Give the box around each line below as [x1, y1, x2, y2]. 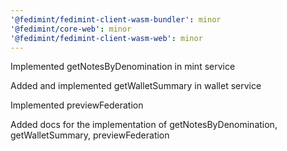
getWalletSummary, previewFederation [10, 129, 170, 141]
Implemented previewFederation [10, 99, 144, 111]
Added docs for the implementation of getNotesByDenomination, [10, 119, 278, 131]
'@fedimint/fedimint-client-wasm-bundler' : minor [10, 14, 222, 25]
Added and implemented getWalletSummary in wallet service [10, 80, 262, 92]
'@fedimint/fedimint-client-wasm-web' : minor [10, 33, 203, 43]
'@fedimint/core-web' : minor [10, 24, 132, 34]
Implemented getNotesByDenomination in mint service [10, 61, 236, 73]
